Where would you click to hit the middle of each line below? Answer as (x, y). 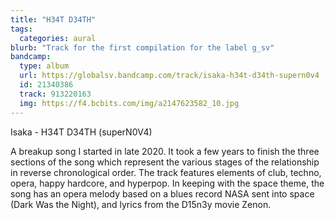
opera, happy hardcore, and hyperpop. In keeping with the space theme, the (167, 183)
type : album (44, 66)
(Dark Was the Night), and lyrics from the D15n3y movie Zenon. (141, 204)
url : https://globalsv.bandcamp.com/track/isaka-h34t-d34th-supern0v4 (169, 76)
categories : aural (58, 38)
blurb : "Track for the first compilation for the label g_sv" (142, 47)
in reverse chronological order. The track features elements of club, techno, (166, 172)
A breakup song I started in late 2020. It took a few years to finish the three (165, 151)
